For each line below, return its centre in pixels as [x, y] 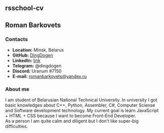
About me [17, 89]
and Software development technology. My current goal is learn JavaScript [82, 111]
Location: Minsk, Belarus [38, 50]
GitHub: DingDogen [33, 55]
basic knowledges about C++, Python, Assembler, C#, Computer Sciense [80, 105]
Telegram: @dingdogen [37, 66]
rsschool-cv [24, 8]
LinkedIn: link [26, 61]
